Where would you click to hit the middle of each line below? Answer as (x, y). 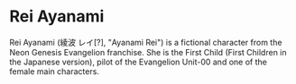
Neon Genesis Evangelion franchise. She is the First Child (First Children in (148, 52)
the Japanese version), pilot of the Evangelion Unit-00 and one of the (139, 62)
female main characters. (54, 71)
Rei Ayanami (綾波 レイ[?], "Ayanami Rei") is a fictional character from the (146, 42)
